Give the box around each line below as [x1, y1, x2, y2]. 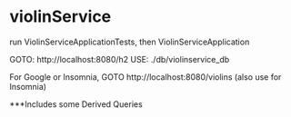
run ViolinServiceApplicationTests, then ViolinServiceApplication [9, 36, 250, 47]
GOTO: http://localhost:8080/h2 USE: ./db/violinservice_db [9, 54, 230, 64]
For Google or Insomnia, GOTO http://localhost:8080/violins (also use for [9, 71, 282, 83]
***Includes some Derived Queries [9, 98, 143, 110]
